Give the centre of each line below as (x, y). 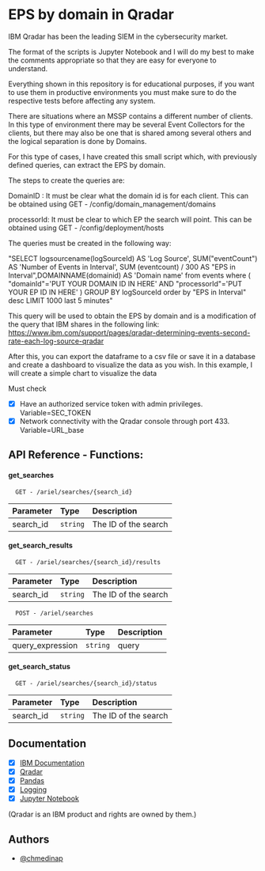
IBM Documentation (52, 763)
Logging (33, 790)
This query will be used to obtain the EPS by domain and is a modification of (132, 316)
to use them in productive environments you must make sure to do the (123, 92)
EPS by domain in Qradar (91, 15)
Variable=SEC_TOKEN (55, 413)
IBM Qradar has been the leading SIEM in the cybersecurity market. (118, 36)
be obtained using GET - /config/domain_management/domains (112, 204)
